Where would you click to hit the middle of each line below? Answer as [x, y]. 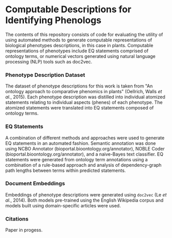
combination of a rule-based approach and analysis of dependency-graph [83, 165]
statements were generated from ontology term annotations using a [77, 159]
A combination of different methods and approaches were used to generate [85, 138]
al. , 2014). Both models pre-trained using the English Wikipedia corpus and [84, 200]
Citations [17, 219]
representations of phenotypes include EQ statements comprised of [77, 51]
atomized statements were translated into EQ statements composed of [80, 108]
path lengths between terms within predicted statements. [66, 170]
